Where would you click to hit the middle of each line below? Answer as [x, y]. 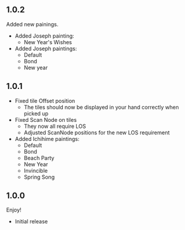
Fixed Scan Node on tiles [46, 119]
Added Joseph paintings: [46, 48]
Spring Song [39, 177]
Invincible [36, 170]
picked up [36, 114]
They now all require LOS [55, 126]
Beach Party [39, 158]
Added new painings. [32, 24]
